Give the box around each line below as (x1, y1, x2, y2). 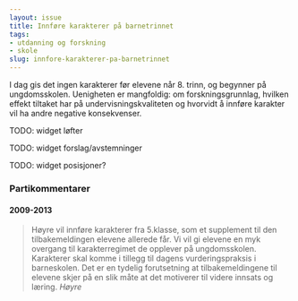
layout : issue (9, 13, 63, 22)
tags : (9, 30, 30, 39)
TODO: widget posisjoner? (9, 160, 106, 170)
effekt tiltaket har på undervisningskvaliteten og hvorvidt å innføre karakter (9, 99, 285, 108)
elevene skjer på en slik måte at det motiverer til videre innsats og (30, 272, 274, 283)
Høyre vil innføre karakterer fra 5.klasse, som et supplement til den (30, 225, 277, 236)
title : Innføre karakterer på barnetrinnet (9, 21, 175, 30)
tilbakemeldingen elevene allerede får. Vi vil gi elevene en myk (30, 234, 261, 245)
